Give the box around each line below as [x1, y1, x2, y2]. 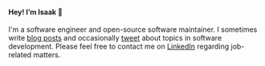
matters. [33, 50, 61, 60]
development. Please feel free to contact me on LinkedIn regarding [8, 41, 230, 52]
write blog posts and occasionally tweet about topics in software [8, 33, 222, 43]
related [8, 50, 32, 60]
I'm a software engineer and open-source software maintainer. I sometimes [8, 25, 258, 34]
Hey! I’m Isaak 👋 [8, 7, 63, 17]
